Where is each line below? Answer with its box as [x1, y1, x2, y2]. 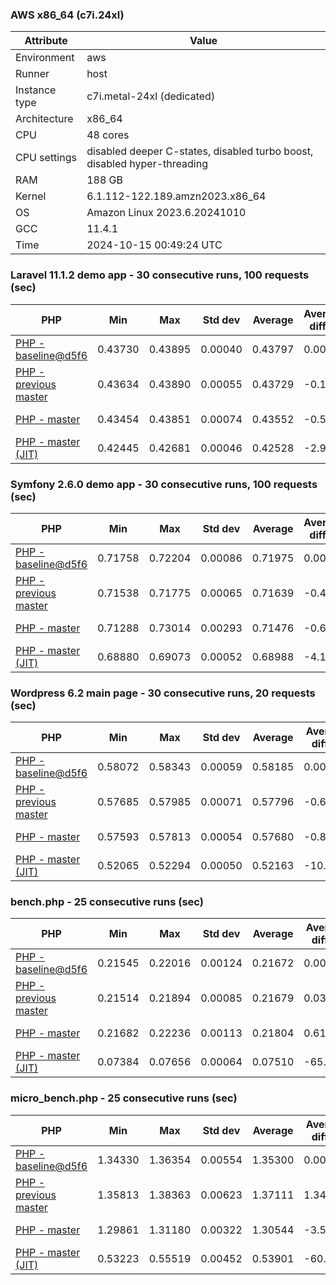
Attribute [24, 34, 68, 48]
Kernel [15, 189, 47, 203]
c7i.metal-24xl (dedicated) [86, 89, 216, 103]
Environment [15, 51, 75, 65]
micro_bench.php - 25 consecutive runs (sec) [10, 1091, 238, 1105]
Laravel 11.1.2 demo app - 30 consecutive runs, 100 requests [10, 268, 310, 282]
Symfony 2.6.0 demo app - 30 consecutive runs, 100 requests [10, 477, 318, 491]
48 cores [86, 128, 130, 142]
